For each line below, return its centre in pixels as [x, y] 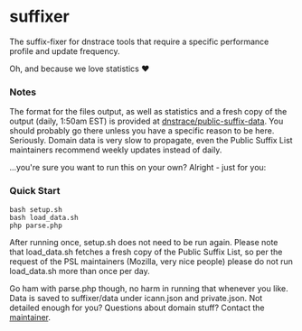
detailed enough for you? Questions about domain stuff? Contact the [137, 308]
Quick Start [35, 191]
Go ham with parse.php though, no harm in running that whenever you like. [149, 288]
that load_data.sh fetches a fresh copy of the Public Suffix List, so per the [146, 252]
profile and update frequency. [65, 51]
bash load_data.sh [44, 217]
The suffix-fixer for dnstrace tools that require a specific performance [139, 41]
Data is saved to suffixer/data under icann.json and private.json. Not [136, 298]
